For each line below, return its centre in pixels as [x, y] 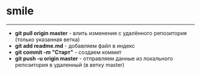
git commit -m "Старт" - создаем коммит [68, 52]
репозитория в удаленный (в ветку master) [69, 64]
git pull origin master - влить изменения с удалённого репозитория [101, 33]
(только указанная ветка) [47, 39]
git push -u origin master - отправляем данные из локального [94, 58]
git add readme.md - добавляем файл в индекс [75, 45]
